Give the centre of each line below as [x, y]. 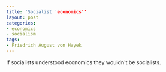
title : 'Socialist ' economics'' [46, 12]
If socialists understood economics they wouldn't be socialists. [84, 62]
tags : [13, 40]
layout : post [22, 17]
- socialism [21, 34]
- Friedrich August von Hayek [44, 46]
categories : [21, 23]
